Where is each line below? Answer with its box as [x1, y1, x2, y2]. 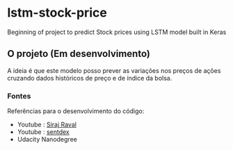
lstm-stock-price [7, 5, 108, 21]
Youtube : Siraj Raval [17, 120, 77, 129]
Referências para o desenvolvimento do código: [7, 107, 145, 115]
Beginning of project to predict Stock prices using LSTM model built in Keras [7, 28, 227, 36]
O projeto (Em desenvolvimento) [7, 48, 151, 60]
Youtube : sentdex [17, 128, 70, 136]
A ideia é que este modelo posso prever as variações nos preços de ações [7, 66, 221, 74]
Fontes [7, 91, 31, 101]
